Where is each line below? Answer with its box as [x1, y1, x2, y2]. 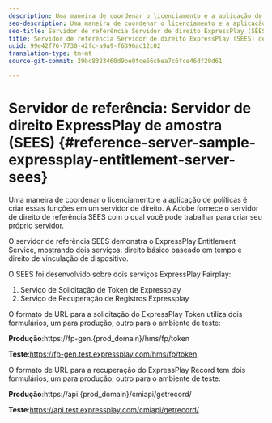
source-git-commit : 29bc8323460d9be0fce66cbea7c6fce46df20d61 [8, 58, 223, 66]
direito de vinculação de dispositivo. [8, 253, 130, 263]
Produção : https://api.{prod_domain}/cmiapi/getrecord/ [8, 389, 192, 399]
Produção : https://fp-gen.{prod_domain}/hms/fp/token [8, 333, 190, 343]
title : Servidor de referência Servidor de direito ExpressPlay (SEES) [8, 34, 255, 43]
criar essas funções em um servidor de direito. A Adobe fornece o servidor [8, 203, 259, 213]
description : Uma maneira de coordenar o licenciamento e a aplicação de [8, 11, 263, 20]
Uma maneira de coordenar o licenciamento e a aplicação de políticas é [8, 194, 248, 204]
